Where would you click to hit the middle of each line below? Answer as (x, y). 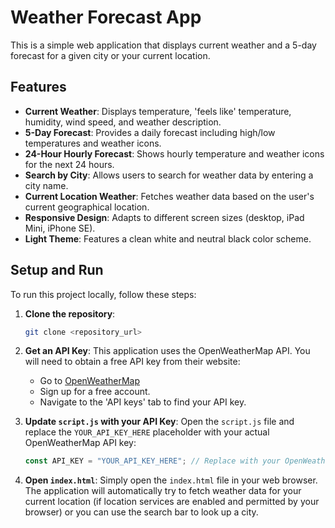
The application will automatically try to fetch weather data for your (163, 491)
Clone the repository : (70, 313)
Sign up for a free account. (95, 392)
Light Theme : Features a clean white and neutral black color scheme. (168, 238)
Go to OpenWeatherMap (89, 381)
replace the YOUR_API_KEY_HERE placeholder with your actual (147, 432)
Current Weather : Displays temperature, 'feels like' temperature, (158, 111)
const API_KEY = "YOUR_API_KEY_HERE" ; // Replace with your (152, 461)
